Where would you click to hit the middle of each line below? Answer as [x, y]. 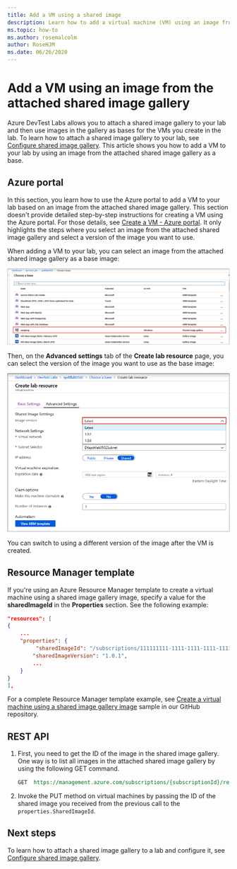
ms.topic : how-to [33, 30]
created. [19, 550]
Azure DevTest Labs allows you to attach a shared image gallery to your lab [117, 122]
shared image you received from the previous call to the [99, 804]
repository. [23, 714]
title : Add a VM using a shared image [64, 15]
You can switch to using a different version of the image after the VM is [110, 543]
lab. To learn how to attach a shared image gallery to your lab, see [103, 137]
